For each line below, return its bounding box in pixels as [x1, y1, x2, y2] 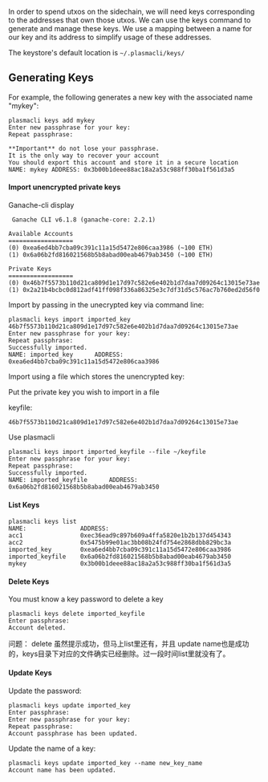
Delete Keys [8, 577, 50, 586]
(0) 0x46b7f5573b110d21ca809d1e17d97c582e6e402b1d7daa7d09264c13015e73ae [8, 279, 261, 287]
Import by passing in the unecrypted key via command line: [8, 300, 205, 310]
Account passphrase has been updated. [8, 729, 138, 737]
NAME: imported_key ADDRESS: [8, 350, 124, 359]
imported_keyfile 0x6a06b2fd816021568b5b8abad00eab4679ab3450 [8, 553, 231, 561]
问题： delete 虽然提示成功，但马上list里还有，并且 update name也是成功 [8, 639, 250, 649]
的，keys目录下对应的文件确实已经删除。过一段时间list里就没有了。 [8, 649, 230, 658]
